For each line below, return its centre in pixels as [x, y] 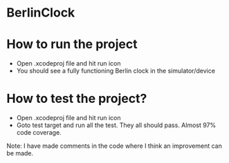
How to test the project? [77, 99]
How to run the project [72, 45]
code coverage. [39, 133]
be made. [20, 153]
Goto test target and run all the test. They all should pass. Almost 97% [116, 125]
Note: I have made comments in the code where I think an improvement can [114, 146]
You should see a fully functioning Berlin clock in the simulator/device [116, 71]
